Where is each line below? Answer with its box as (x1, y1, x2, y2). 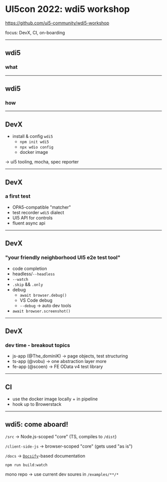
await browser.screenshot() (12, 309, 71, 314)
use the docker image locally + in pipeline (12, 396, 98, 402)
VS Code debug (19, 297, 53, 303)
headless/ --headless (12, 270, 55, 277)
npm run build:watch (5, 462, 48, 468)
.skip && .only (12, 281, 43, 287)
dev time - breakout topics (5, 342, 71, 349)
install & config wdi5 (12, 133, 53, 139)
